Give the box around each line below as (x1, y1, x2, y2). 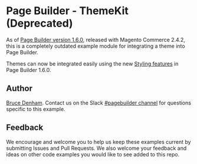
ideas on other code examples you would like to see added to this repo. (6, 150, 180, 158)
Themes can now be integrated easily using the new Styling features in (6, 60, 179, 67)
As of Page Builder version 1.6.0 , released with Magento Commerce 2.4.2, (6, 36, 186, 43)
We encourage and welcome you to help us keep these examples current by (6, 138, 191, 145)
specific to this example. (6, 105, 66, 113)
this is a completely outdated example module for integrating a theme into (6, 42, 185, 50)
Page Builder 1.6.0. (6, 66, 51, 73)
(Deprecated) (6, 17, 73, 30)
